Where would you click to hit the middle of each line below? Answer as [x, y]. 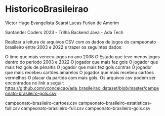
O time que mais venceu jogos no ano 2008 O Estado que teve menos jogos [82, 57]
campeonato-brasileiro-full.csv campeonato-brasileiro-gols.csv [86, 108]
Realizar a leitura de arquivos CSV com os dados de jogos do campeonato [81, 42]
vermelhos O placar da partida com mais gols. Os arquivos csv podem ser [81, 77]
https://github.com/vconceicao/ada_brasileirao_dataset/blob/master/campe [82, 88]
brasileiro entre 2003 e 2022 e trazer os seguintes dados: [64, 47]
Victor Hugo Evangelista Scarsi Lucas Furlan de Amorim [62, 23]
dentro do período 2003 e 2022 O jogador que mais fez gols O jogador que [82, 62]
